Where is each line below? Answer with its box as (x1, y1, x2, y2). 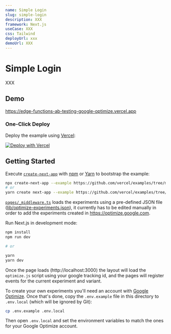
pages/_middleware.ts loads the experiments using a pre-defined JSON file (5, 199, 163, 205)
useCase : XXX (5, 27, 33, 32)
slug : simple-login (5, 12, 47, 17)
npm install (5, 230, 31, 235)
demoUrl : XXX (5, 41, 33, 46)
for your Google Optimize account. (5, 323, 78, 329)
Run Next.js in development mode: (5, 220, 77, 226)
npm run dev (5, 234, 31, 240)
